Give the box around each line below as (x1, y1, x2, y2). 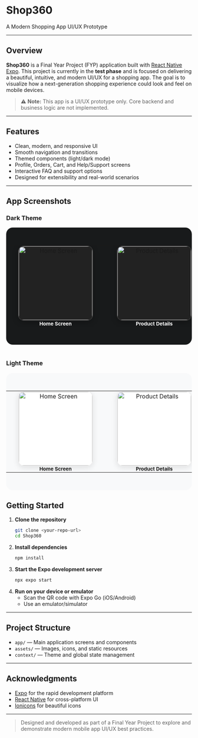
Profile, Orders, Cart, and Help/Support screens (14, 161, 131, 168)
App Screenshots (6, 196, 72, 206)
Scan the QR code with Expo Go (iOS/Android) (23, 594, 136, 601)
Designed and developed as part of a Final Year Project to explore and (20, 719, 192, 726)
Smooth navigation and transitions (14, 149, 98, 156)
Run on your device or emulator (14, 588, 94, 595)
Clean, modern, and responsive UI (14, 142, 98, 149)
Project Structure (6, 623, 71, 633)
